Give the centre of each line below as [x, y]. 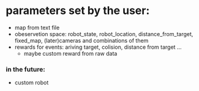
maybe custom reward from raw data [70, 53]
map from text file [37, 27]
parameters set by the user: [78, 11]
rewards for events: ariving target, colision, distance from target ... [98, 47]
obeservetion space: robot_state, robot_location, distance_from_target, [104, 34]
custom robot [32, 82]
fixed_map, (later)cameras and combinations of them [81, 40]
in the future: [25, 69]
